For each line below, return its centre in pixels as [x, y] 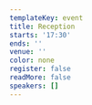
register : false [40, 69]
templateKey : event [46, 18]
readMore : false [40, 78]
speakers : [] [34, 86]
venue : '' [28, 52]
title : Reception [42, 26]
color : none [32, 60]
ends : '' [26, 43]
